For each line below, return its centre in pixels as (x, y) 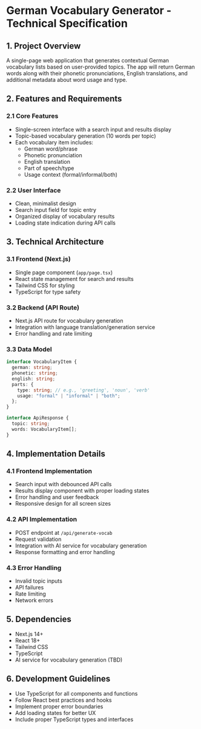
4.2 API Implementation (42, 520)
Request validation (38, 539)
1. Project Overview (44, 46)
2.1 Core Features (32, 116)
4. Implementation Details (56, 454)
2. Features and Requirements (64, 99)
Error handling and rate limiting (54, 333)
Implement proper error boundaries (59, 706)
